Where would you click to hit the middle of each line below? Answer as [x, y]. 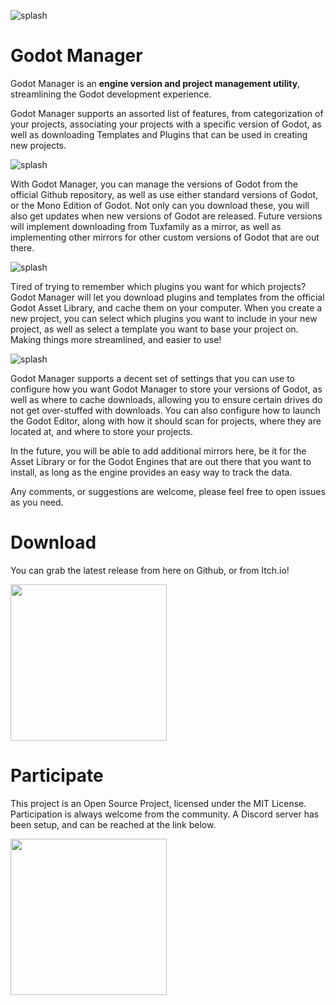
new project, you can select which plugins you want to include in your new [164, 318]
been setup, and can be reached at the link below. [113, 824]
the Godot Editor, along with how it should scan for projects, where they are [166, 421]
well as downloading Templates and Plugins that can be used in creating [159, 134]
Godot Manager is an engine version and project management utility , [155, 83]
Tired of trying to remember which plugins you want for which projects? [158, 286]
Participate [57, 776]
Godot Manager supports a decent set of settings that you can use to [152, 378]
